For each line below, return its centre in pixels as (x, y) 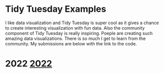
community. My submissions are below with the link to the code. (71, 43)
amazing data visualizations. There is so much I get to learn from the (76, 38)
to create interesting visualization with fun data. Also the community (75, 28)
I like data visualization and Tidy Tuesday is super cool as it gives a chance (82, 23)
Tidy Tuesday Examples (56, 9)
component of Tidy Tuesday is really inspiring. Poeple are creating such (79, 33)
